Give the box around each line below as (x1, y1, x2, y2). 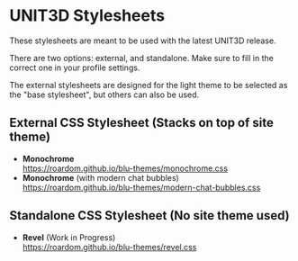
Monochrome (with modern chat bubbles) (22, 172, 180, 183)
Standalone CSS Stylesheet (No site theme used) (9, 208, 290, 223)
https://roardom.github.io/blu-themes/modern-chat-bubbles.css (22, 182, 261, 193)
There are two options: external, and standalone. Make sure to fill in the (9, 52, 275, 63)
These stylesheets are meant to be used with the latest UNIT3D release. (9, 35, 276, 46)
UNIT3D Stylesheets (9, 5, 165, 26)
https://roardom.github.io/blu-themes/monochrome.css (22, 163, 228, 174)
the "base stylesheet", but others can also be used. (9, 89, 200, 100)
